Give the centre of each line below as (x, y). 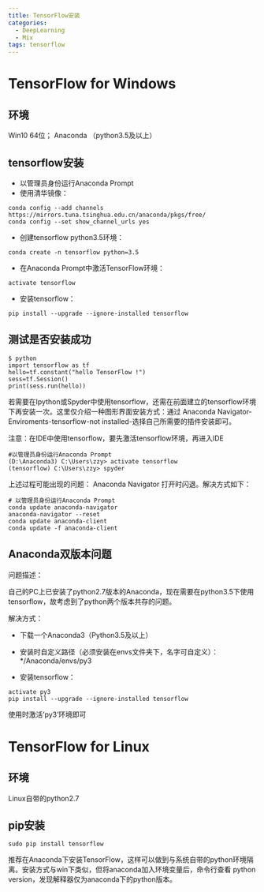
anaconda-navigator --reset (54, 514)
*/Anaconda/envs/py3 (56, 661)
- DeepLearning (40, 30)
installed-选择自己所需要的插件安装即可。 (169, 421)
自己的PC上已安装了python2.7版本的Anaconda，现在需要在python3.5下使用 (131, 591)
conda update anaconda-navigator (63, 507)
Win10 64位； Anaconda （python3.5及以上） (82, 136)
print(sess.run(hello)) (47, 386)
